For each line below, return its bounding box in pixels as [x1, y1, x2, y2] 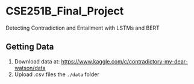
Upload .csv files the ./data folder [14, 71, 100, 78]
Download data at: [14, 57, 60, 65]
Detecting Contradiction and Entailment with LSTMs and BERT [5, 24, 160, 31]
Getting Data [5, 42, 54, 52]
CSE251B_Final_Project [5, 4, 124, 18]
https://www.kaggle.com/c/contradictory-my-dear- [61, 57, 188, 65]
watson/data [14, 64, 46, 71]
